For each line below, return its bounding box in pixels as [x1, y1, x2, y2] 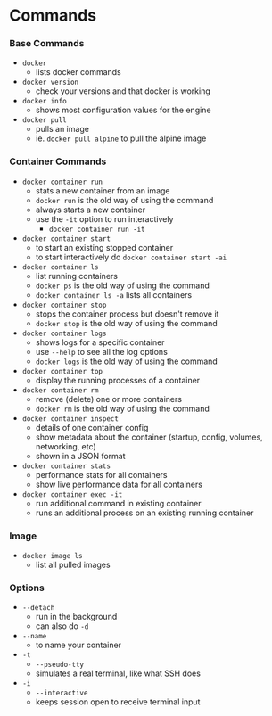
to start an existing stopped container [35, 242, 174, 252]
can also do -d [35, 621, 89, 631]
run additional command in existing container [35, 498, 202, 508]
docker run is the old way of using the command [35, 194, 214, 205]
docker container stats [21, 461, 111, 471]
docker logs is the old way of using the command [35, 356, 218, 366]
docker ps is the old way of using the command [35, 280, 210, 291]
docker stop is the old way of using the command [35, 317, 218, 328]
